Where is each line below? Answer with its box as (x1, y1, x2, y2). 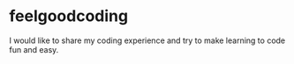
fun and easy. (9, 44, 59, 54)
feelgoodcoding (9, 6, 129, 26)
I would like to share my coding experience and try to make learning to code (9, 35, 286, 46)
